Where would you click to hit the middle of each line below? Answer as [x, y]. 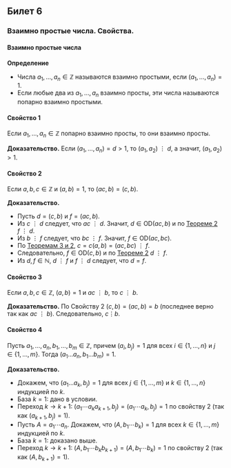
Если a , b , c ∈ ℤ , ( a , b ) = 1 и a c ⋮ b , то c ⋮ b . [73, 293]
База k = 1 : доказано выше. [57, 440]
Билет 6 [25, 11]
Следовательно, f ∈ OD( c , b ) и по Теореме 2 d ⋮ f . [92, 253]
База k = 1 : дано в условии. [57, 399]
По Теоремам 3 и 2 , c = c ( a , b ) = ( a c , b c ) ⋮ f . [83, 246]
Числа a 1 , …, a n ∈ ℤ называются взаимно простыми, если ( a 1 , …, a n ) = [120, 77]
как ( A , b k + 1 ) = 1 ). [43, 458]
